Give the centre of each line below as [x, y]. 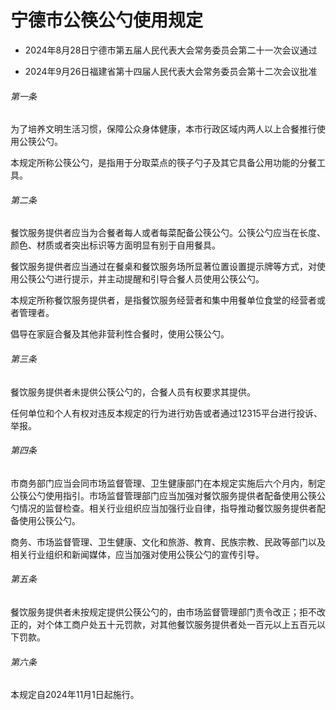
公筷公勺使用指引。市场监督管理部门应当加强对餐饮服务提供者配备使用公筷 [163, 495]
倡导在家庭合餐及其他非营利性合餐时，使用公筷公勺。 [120, 334]
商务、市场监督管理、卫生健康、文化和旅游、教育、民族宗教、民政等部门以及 [168, 542]
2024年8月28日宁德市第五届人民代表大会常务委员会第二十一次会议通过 [171, 50]
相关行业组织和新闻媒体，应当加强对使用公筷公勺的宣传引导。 [137, 554]
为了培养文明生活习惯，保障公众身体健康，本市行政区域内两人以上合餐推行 [163, 129]
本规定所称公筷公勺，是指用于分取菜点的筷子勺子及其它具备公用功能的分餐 [163, 163]
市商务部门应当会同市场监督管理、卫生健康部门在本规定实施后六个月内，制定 [168, 483]
